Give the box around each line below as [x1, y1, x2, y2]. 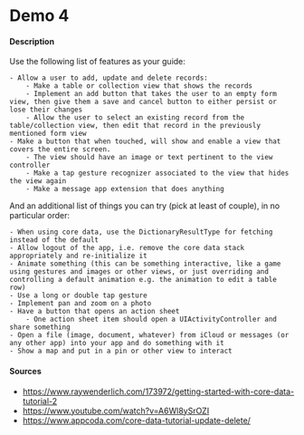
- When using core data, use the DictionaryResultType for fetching [9, 227, 273, 237]
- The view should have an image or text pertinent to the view [25, 153, 273, 162]
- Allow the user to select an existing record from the [25, 113, 245, 122]
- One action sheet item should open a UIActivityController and [25, 314, 278, 324]
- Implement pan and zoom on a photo [9, 299, 152, 308]
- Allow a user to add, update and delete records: [9, 73, 208, 82]
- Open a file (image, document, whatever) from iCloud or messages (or [9, 331, 290, 340]
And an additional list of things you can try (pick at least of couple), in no [9, 200, 280, 211]
